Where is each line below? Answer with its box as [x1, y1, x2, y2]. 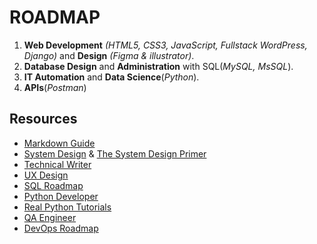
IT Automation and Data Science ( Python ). [23, 71, 200, 83]
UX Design [23, 169, 69, 181]
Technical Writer [23, 158, 92, 170]
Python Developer [23, 190, 99, 202]
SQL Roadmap [23, 179, 84, 191]
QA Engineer [23, 211, 77, 223]
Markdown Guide [23, 137, 96, 149]
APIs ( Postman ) [23, 81, 87, 93]
